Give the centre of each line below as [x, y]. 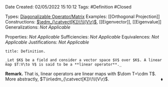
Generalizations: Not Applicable [38, 27]
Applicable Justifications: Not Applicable [47, 42]
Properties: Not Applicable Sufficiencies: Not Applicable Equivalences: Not [82, 37]
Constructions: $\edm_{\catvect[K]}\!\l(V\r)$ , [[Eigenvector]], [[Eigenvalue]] [83, 22]
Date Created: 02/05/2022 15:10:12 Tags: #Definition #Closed [68, 7]
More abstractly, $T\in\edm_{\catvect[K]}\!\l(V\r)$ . [57, 79]
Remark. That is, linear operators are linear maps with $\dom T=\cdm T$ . [81, 74]
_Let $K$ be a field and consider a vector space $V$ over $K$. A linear [84, 60]
